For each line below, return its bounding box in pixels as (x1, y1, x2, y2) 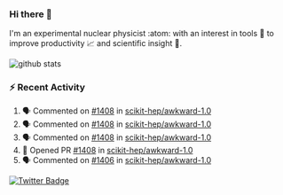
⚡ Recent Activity (9, 82, 86, 94)
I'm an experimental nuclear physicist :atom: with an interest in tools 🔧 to (9, 28, 275, 39)
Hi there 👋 (9, 8, 53, 20)
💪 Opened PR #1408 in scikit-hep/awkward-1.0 (21, 144, 193, 155)
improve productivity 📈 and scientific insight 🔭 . (9, 38, 183, 49)
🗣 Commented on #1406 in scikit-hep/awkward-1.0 (21, 154, 212, 165)
